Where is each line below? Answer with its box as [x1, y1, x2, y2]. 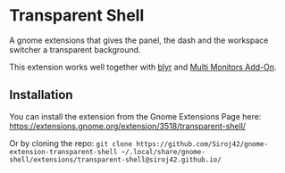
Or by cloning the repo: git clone [9, 137, 132, 148]
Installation [9, 87, 73, 103]
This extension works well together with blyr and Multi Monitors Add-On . [9, 62, 277, 72]
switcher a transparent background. [9, 44, 141, 54]
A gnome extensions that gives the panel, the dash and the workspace [9, 35, 269, 45]
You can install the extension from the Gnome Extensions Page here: [9, 111, 262, 121]
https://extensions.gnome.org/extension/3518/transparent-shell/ [9, 120, 247, 131]
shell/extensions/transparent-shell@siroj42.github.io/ [9, 155, 222, 164]
